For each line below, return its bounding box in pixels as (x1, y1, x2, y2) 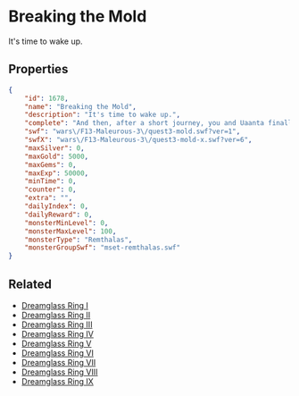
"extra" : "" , (24, 194, 73, 203)
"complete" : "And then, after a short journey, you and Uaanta (24, 119, 265, 128)
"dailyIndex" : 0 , (24, 202, 89, 211)
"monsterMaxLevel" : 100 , (24, 226, 117, 236)
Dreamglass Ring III (21, 319, 93, 330)
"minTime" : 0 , (24, 177, 77, 186)
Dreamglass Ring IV (21, 328, 95, 339)
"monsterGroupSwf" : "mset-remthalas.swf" (24, 243, 180, 252)
